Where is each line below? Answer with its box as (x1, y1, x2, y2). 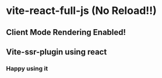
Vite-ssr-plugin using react (6, 47, 107, 56)
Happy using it (6, 64, 48, 72)
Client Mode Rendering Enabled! (6, 27, 126, 37)
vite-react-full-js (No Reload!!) (6, 4, 157, 17)
